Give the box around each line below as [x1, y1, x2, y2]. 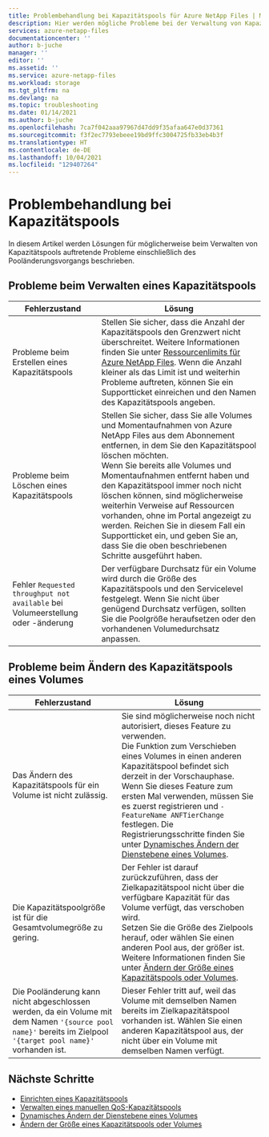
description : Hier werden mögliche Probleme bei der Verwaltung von [8, 19, 242, 27]
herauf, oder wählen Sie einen [121, 932, 235, 943]
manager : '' [8, 49, 48, 57]
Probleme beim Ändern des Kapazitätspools [8, 661, 234, 674]
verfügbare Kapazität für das [121, 892, 231, 903]
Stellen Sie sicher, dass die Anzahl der [101, 316, 246, 327]
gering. [12, 932, 39, 943]
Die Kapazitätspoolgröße [12, 901, 106, 912]
